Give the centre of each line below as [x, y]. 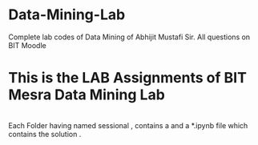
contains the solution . [45, 134]
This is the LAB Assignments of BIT [127, 78]
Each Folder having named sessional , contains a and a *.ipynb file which [128, 125]
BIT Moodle [27, 45]
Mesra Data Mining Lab [87, 95]
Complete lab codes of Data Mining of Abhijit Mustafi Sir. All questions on [129, 37]
